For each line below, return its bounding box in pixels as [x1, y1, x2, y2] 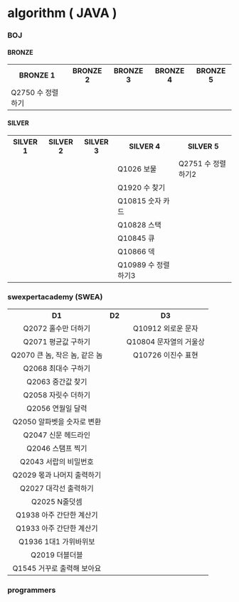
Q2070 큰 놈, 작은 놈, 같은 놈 [11, 350, 103, 360]
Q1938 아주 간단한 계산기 [15, 510, 98, 520]
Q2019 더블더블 [31, 549, 83, 559]
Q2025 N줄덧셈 [31, 496, 83, 506]
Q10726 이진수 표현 [132, 350, 198, 360]
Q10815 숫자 [117, 195, 161, 205]
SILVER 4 [129, 141, 161, 151]
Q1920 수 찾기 [117, 183, 166, 193]
